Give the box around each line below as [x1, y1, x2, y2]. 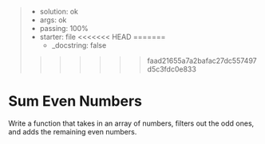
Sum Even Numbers [8, 92, 142, 111]
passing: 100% [39, 24, 89, 33]
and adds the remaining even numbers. [8, 126, 137, 136]
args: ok [39, 15, 67, 25]
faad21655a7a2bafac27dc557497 [147, 56, 257, 65]
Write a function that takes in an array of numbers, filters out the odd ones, [8, 119, 255, 128]
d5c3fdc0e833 [147, 64, 197, 74]
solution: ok [39, 7, 78, 16]
